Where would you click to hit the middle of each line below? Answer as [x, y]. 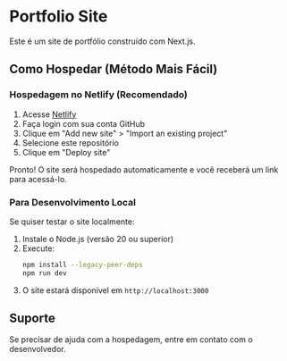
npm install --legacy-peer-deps [82, 264]
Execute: [38, 248]
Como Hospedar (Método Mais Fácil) [114, 69]
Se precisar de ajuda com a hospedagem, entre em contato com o [131, 340]
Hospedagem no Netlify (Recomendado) [98, 95]
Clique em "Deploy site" [66, 152]
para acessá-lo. [38, 179]
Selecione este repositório [70, 143]
